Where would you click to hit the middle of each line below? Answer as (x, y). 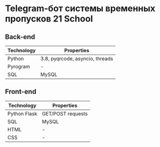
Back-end (20, 37)
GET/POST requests (65, 113)
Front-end (21, 92)
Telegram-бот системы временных (80, 9)
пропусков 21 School (49, 19)
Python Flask (22, 113)
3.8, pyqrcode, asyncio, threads (77, 59)
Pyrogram (19, 66)
